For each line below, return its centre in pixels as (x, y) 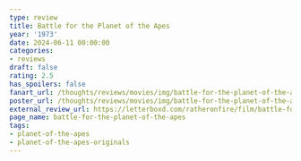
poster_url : (31, 101)
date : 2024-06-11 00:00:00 (60, 42)
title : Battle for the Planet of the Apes (90, 26)
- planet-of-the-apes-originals (69, 142)
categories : (31, 51)
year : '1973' (34, 34)
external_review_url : (50, 109)
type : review (34, 17)
